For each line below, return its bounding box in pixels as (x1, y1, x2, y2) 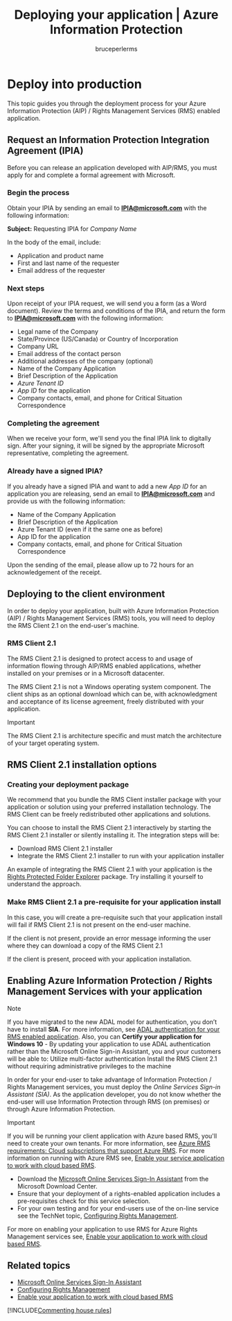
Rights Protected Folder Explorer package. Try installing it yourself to (7, 873, 204, 881)
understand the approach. (7, 880, 82, 888)
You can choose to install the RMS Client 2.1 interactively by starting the (7, 824, 212, 832)
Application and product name (17, 251, 104, 259)
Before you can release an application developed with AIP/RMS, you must (7, 163, 217, 171)
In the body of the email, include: (7, 238, 101, 246)
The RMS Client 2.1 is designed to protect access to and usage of (7, 654, 193, 663)
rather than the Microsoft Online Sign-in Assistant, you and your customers (7, 1047, 222, 1055)
